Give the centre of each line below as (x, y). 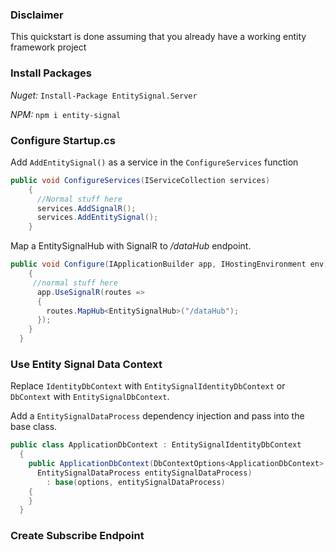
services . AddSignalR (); (86, 208)
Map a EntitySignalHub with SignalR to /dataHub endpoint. (131, 246)
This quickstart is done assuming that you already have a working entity (158, 37)
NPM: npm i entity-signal (66, 114)
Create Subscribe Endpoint (77, 536)
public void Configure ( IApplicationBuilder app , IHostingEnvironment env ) (169, 264)
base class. (34, 427)
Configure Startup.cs (63, 140)
